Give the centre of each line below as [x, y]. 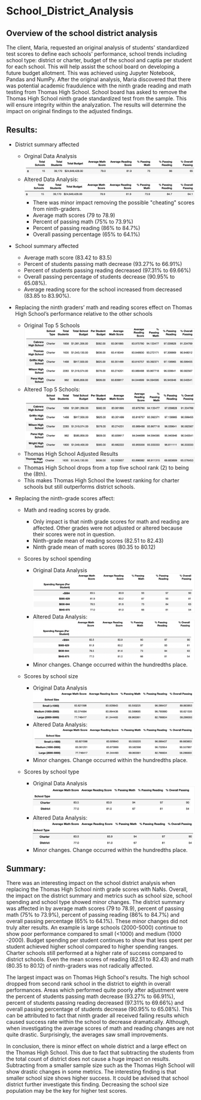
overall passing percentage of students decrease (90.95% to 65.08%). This [99, 1009]
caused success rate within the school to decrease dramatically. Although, [98, 1022]
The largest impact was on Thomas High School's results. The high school [98, 977]
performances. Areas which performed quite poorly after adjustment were [98, 990]
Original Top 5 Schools [52, 325]
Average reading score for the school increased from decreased [103, 289]
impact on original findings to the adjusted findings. [70, 111]
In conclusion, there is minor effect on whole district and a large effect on [97, 1046]
